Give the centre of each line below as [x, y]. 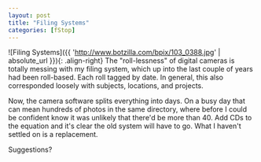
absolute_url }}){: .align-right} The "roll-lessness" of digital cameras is [121, 61]
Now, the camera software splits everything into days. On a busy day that [127, 101]
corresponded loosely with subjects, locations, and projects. [106, 86]
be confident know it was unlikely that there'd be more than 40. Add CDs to [130, 118]
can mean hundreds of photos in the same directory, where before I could [128, 109]
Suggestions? [30, 149]
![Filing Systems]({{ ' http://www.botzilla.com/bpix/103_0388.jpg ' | [114, 53]
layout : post [29, 15]
